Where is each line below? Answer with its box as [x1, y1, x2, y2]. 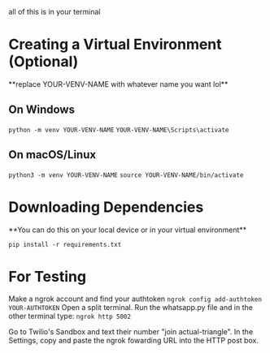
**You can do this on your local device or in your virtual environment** [8, 225, 247, 235]
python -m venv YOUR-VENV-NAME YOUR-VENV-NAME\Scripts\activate [8, 126, 229, 134]
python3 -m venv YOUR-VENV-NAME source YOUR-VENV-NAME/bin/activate [8, 170, 244, 179]
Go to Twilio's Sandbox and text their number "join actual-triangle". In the [8, 327, 254, 337]
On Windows [8, 103, 76, 117]
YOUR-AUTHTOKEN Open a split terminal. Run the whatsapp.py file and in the [8, 303, 254, 312]
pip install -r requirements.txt [8, 240, 122, 248]
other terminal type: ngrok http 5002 [8, 312, 132, 321]
